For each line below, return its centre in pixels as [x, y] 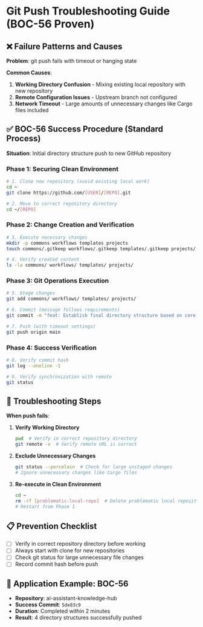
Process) [24, 138]
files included [32, 110]
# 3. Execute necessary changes [47, 237]
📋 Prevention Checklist [52, 526]
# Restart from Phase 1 [45, 506]
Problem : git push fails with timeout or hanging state [72, 61]
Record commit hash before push [56, 564]
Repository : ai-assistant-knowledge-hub [66, 599]
